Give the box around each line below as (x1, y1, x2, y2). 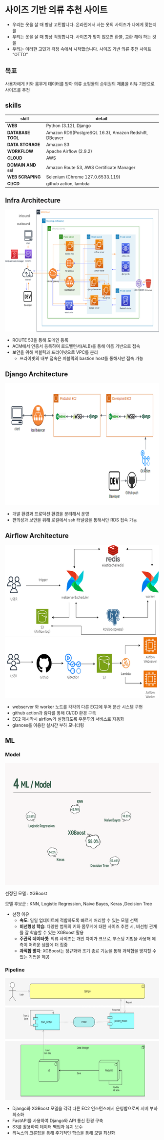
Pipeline (5, 966, 25, 973)
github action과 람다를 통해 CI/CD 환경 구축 (12, 710, 96, 716)
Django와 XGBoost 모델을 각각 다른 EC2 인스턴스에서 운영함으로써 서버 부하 (12, 1105, 158, 1111)
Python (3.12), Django (46, 123, 91, 129)
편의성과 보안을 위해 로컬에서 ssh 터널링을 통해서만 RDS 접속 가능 (12, 517, 138, 523)
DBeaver (46, 135, 63, 141)
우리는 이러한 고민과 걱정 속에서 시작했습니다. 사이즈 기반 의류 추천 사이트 (12, 46, 152, 52)
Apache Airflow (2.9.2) (46, 149, 93, 154)
